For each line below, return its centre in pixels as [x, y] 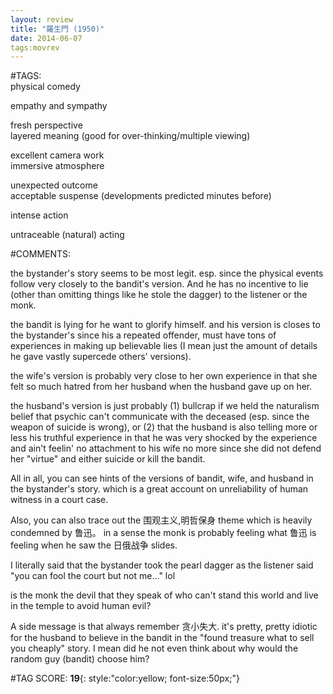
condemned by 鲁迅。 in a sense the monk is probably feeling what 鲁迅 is [163, 533]
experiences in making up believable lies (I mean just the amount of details [164, 346]
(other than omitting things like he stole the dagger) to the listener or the [159, 295]
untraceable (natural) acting [67, 235]
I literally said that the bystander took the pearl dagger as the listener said [162, 565]
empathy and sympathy [59, 106]
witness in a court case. [59, 500]
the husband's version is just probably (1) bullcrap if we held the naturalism [165, 406]
